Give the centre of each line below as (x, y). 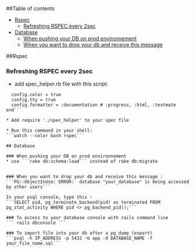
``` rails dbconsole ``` (36, 223)
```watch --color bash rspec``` (45, 136)
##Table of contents (30, 8)
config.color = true (36, 95)
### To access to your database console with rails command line (87, 218)
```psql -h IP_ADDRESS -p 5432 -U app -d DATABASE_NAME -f (79, 239)
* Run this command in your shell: (49, 131)
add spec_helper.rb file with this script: (61, 84)
